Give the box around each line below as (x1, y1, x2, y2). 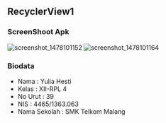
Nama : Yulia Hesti (17, 77, 72, 85)
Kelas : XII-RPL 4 (17, 85, 67, 93)
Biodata (7, 60, 35, 70)
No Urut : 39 (17, 92, 55, 100)
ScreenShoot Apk (7, 27, 70, 37)
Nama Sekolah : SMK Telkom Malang (17, 107, 126, 116)
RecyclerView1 (7, 6, 74, 18)
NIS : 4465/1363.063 (17, 100, 79, 108)
